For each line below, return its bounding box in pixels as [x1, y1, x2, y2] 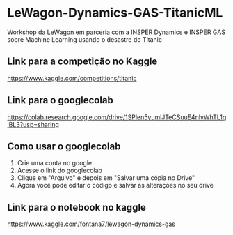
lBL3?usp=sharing [7, 120, 59, 128]
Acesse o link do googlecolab [17, 166, 103, 175]
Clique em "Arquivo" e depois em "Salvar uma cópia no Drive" [17, 174, 195, 182]
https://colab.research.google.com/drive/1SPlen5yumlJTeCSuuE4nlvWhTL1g [7, 113, 227, 121]
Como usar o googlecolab [7, 140, 121, 152]
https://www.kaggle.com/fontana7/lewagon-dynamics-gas [7, 220, 176, 228]
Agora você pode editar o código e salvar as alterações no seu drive [17, 181, 214, 190]
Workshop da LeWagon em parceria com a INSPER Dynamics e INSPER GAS [7, 28, 226, 36]
